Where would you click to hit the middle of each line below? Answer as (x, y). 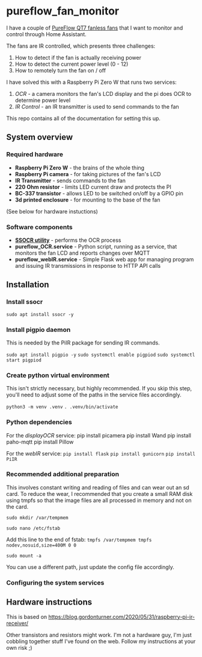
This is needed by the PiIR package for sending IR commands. (83, 343)
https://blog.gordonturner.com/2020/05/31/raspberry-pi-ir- (122, 617)
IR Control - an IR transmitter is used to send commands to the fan (97, 106)
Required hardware (35, 154)
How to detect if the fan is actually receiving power (78, 57)
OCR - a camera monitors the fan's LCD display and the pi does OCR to (103, 94)
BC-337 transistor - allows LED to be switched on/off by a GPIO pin (99, 193)
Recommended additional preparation (63, 474)
